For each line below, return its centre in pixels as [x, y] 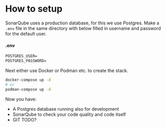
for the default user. [26, 34]
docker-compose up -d [28, 80]
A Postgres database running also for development [66, 109]
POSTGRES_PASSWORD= [26, 61]
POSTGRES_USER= [21, 56]
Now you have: [21, 99]
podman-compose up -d [28, 89]
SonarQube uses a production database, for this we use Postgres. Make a [82, 23]
